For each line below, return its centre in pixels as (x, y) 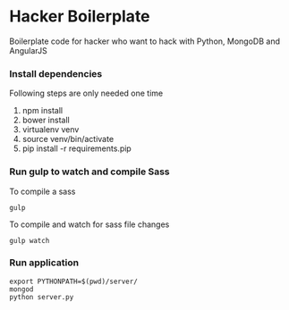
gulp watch (30, 240)
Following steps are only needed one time (86, 93)
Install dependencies (56, 73)
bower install (46, 120)
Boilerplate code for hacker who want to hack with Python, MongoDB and (144, 41)
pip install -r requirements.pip (76, 148)
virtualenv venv (51, 130)
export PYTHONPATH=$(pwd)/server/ (74, 281)
